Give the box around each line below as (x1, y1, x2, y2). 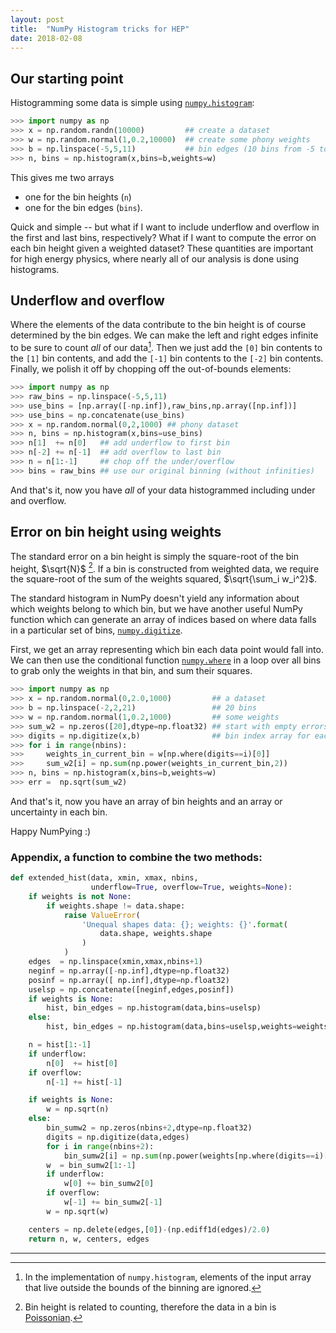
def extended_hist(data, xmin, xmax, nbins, (10, 873, 199, 883)
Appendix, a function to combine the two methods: (10, 850, 263, 864)
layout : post (10, 14, 65, 25)
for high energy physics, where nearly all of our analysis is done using (10, 252, 300, 265)
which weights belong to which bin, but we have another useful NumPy (10, 603, 303, 615)
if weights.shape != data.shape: (46, 901, 186, 911)
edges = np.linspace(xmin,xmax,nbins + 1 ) (28, 957, 203, 967)
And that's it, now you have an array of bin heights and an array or (10, 795, 283, 807)
